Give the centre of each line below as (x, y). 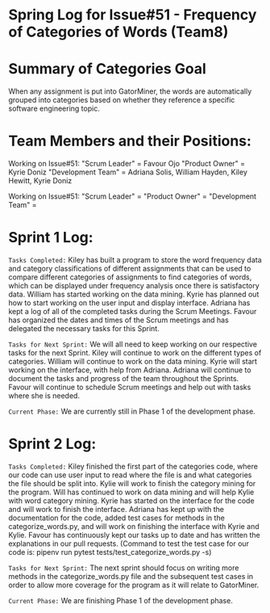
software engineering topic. (54, 109)
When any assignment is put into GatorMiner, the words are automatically (130, 91)
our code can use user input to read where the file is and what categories (130, 475)
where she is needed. (44, 396)
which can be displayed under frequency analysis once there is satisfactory (134, 286)
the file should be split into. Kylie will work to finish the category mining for (132, 483)
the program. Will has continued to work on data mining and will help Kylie (131, 492)
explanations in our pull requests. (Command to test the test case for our (129, 544)
